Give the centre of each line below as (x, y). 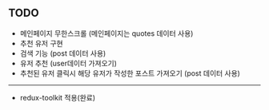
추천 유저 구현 (41, 43)
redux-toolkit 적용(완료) (58, 97)
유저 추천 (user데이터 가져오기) (68, 63)
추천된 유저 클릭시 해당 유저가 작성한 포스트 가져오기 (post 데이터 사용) (130, 73)
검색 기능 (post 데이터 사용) (63, 53)
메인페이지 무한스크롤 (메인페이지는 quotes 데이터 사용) (106, 33)
